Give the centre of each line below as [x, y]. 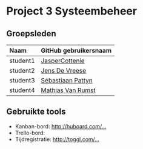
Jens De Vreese [64, 71]
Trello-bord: [30, 133]
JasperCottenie [63, 61]
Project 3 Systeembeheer [72, 11]
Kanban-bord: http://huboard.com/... [61, 126]
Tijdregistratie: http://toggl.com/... [57, 139]
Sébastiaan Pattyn [67, 80]
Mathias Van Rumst [68, 90]
